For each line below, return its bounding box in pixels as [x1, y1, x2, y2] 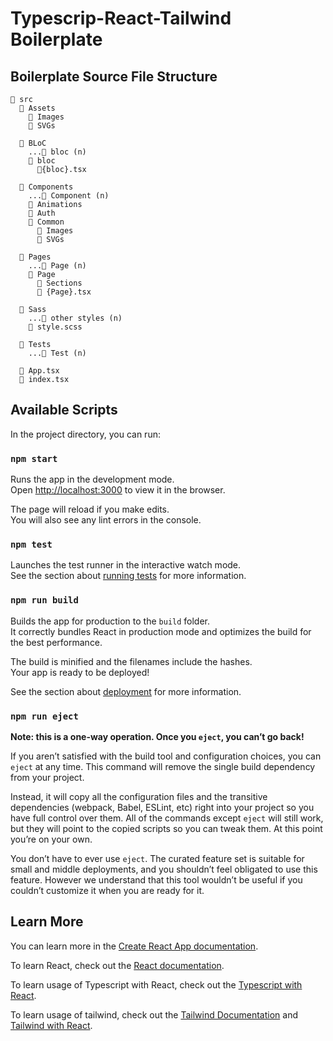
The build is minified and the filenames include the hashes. [10, 655, 253, 667]
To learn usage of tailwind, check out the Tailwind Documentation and [10, 1008, 298, 1021]
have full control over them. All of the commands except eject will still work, [10, 812, 324, 824]
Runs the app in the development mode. [10, 473, 175, 486]
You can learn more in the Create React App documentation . [10, 940, 259, 952]
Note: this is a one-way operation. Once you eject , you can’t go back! [10, 731, 305, 742]
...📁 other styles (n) [28, 313, 123, 323]
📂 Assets [19, 103, 56, 113]
